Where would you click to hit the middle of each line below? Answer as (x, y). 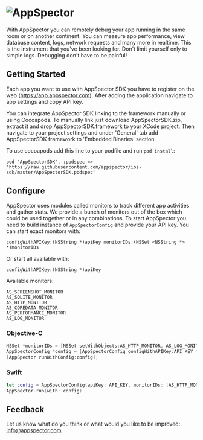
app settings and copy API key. (45, 101)
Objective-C (25, 333)
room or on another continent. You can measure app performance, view (96, 36)
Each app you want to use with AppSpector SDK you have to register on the (100, 89)
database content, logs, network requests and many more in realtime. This (99, 42)
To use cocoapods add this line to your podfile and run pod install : (91, 150)
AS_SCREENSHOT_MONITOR (35, 292)
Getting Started (36, 75)
